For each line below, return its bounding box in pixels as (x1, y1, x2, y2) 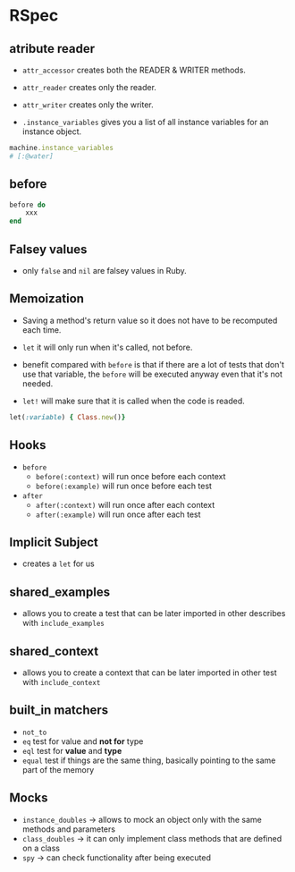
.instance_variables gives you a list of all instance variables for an (21, 117, 269, 127)
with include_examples (21, 618, 105, 629)
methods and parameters (21, 824, 116, 834)
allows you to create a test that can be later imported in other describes (21, 608, 286, 619)
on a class (21, 842, 61, 853)
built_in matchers (9, 703, 109, 718)
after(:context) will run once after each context (35, 499, 215, 510)
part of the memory (21, 764, 95, 775)
